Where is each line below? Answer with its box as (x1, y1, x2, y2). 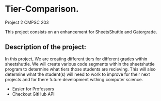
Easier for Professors (12, 86, 54, 92)
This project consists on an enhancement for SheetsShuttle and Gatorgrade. (5, 29, 157, 34)
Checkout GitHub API (12, 91, 55, 97)
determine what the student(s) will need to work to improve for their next (5, 71, 150, 77)
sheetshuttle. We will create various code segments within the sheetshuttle (5, 61, 155, 67)
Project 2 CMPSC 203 (5, 19, 49, 25)
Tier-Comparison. (5, 3, 79, 15)
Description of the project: (5, 43, 86, 51)
